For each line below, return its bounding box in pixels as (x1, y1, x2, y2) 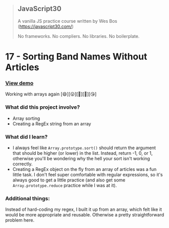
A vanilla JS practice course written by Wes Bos (17, 18, 118, 24)
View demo (5, 79, 34, 86)
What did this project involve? (5, 104, 80, 111)
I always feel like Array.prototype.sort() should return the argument (12, 145, 156, 151)
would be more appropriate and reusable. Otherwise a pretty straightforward (5, 212, 164, 218)
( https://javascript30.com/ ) (17, 23, 74, 29)
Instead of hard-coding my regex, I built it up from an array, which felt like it (5, 206, 162, 212)
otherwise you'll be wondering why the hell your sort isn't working (12, 155, 150, 161)
